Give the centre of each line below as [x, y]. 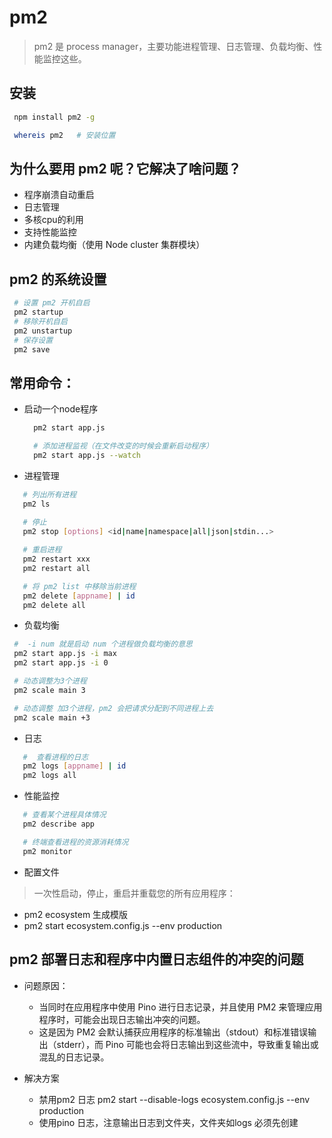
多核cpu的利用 [53, 220]
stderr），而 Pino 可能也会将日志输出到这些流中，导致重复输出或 [187, 1044]
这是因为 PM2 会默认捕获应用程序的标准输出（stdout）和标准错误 [173, 1032]
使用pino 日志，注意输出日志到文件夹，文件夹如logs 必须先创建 [168, 1122]
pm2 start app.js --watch [87, 455]
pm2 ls [36, 504]
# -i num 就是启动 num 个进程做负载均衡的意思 [103, 644]
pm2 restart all [56, 568]
